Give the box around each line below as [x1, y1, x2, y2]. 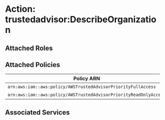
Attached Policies [5, 60, 60, 69]
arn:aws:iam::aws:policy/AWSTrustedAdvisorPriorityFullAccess [7, 84, 156, 90]
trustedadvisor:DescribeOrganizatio [5, 14, 157, 25]
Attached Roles [5, 44, 53, 52]
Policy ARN [73, 75, 101, 82]
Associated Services [5, 108, 70, 117]
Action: [5, 3, 36, 15]
